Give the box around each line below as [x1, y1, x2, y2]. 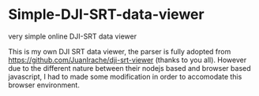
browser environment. [8, 80, 81, 90]
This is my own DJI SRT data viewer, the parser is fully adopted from [8, 46, 231, 56]
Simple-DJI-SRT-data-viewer [8, 6, 205, 24]
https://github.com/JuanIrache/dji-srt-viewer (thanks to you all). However [8, 55, 247, 65]
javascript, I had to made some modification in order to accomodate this [8, 72, 242, 81]
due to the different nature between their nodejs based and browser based [8, 63, 251, 72]
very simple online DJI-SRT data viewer [8, 31, 137, 41]
